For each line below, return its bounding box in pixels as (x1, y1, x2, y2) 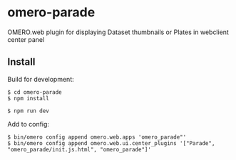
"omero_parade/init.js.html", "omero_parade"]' (7, 146, 152, 153)
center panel (7, 35, 45, 43)
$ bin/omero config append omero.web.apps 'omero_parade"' (7, 133, 187, 141)
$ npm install (7, 95, 50, 102)
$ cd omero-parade (7, 88, 62, 96)
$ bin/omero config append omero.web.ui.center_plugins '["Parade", (7, 139, 215, 146)
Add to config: (7, 119, 50, 128)
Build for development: (7, 75, 74, 83)
